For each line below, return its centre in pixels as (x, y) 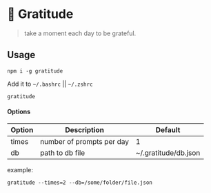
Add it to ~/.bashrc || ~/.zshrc (50, 84)
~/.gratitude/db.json (168, 153)
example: (20, 169)
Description (85, 129)
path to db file (63, 153)
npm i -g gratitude (35, 71)
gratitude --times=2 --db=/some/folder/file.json (80, 183)
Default (168, 129)
